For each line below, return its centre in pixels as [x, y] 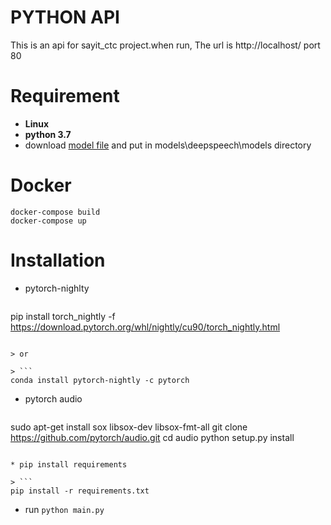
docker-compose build [55, 212]
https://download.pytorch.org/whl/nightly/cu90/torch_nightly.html [145, 327]
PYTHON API [65, 17]
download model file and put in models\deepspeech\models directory [168, 145]
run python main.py [64, 509]
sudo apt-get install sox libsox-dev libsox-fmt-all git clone [129, 427]
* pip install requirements [69, 464]
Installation [58, 260]
